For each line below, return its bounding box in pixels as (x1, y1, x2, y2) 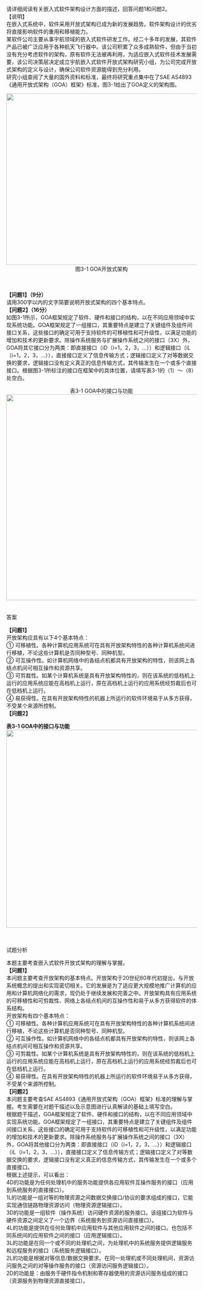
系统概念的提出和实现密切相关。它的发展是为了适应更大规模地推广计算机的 (6, 982, 192, 989)
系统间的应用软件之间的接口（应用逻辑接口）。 (11, 1232, 126, 1239)
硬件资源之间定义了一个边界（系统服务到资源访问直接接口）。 (6, 1217, 157, 1223)
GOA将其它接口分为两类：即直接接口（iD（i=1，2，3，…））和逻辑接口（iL (6, 344, 191, 351)
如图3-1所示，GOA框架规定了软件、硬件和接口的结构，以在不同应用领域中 (6, 314, 190, 321)
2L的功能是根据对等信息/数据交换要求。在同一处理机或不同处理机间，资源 (6, 1254, 189, 1262)
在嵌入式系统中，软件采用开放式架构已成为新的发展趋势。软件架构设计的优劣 (6, 21, 197, 27)
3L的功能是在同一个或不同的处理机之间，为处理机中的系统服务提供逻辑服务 (6, 1239, 193, 1246)
